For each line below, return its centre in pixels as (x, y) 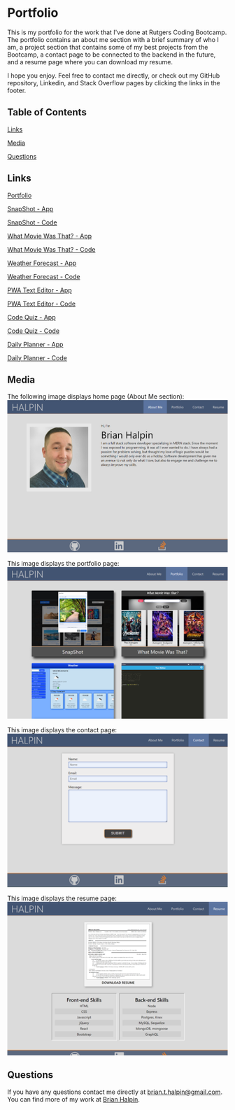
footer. (17, 90)
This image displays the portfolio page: (63, 564)
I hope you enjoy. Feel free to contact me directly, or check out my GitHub (114, 76)
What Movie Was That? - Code (51, 249)
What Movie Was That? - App (50, 236)
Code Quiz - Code (34, 331)
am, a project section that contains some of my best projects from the (108, 47)
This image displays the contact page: (62, 730)
